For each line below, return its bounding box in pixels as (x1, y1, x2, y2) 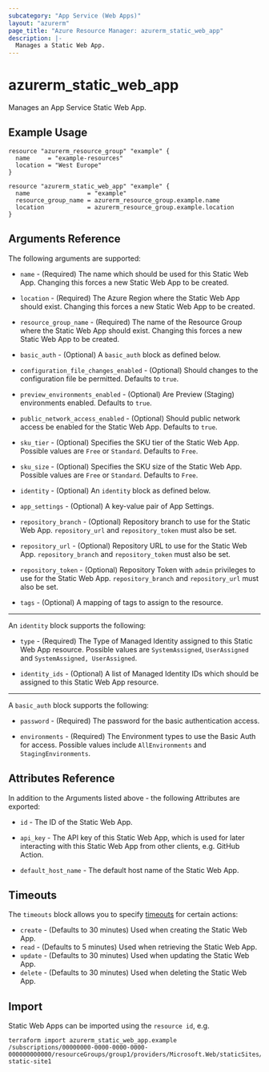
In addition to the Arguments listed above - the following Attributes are (8, 793, 240, 802)
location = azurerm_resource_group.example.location (15, 203, 235, 211)
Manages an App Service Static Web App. (8, 103, 147, 112)
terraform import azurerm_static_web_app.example (8, 1037, 178, 1045)
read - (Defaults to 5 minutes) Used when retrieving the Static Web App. (19, 942, 258, 952)
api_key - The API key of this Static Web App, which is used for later (19, 832, 245, 843)
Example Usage (8, 126, 88, 140)
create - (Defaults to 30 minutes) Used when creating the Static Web (19, 925, 248, 935)
